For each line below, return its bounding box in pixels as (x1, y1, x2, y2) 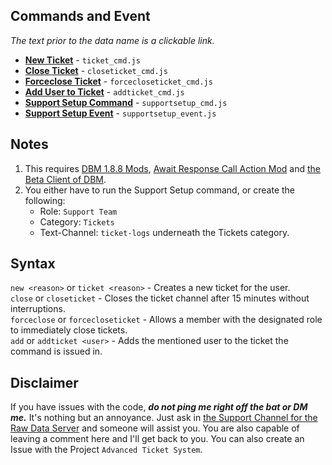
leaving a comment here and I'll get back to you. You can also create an (10, 433, 305, 445)
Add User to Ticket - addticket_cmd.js (24, 85, 185, 98)
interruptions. (10, 303, 66, 315)
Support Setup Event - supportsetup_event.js (24, 107, 217, 119)
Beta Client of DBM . (24, 173, 107, 185)
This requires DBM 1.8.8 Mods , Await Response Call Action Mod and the (24, 162, 322, 174)
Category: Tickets (39, 215, 115, 228)
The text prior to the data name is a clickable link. (10, 34, 215, 46)
